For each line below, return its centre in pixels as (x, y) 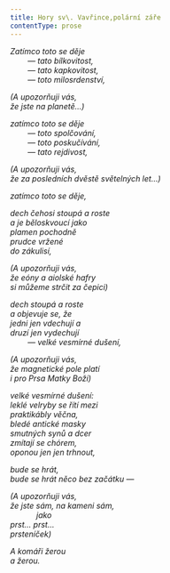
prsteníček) (31, 534)
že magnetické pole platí (55, 368)
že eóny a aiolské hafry (53, 278)
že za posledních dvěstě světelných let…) (86, 178)
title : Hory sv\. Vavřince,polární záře (86, 17)
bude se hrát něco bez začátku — (72, 479)
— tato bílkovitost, (60, 61)
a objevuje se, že (41, 313)
